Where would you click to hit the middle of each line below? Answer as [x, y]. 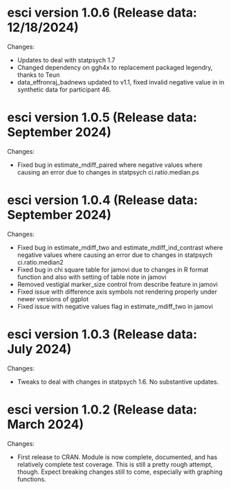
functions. [31, 479]
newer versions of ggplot [53, 299]
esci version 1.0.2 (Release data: [102, 409]
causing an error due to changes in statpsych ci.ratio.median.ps [108, 172]
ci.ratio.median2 [40, 262]
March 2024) [46, 424]
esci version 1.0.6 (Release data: [102, 13]
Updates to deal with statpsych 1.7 [66, 60]
